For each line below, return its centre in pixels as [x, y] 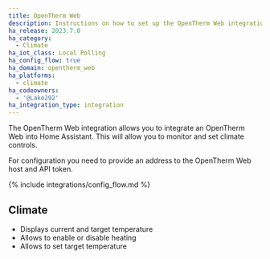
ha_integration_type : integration [66, 105]
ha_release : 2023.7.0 [45, 30]
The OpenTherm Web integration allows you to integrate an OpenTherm [127, 128]
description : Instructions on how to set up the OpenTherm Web [117, 23]
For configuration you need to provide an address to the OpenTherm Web [130, 160]
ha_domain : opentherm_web [51, 68]
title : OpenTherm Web [45, 16]
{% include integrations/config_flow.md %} [80, 184]
